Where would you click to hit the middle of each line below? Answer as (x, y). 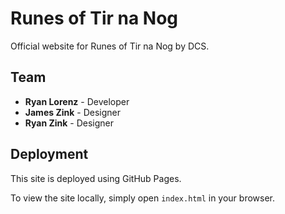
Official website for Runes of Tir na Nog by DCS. (110, 46)
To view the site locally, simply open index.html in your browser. (142, 198)
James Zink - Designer (72, 112)
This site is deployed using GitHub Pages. (96, 178)
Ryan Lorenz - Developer (77, 101)
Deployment (49, 154)
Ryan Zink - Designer (69, 123)
